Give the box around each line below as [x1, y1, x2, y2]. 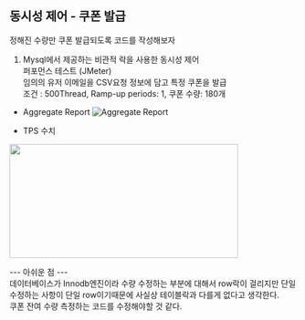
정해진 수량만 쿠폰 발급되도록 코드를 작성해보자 [9, 35, 176, 46]
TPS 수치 [22, 125, 57, 136]
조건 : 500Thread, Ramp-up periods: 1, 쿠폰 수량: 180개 [22, 88, 226, 98]
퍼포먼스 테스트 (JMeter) [22, 65, 112, 76]
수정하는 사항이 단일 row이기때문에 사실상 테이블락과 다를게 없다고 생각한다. [9, 289, 280, 300]
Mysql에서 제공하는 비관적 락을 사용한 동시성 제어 [22, 54, 200, 65]
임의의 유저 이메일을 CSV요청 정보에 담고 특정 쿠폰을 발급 [22, 77, 227, 88]
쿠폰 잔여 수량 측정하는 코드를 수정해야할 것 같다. [9, 300, 183, 312]
